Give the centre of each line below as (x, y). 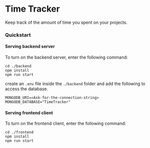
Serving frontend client (29, 113)
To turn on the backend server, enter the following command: (66, 57)
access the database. (27, 89)
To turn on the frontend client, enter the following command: (66, 123)
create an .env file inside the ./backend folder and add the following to (75, 84)
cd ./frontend (19, 132)
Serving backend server (30, 47)
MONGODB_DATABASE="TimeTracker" (38, 102)
